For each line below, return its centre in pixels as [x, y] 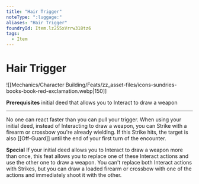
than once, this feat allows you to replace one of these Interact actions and [97, 156]
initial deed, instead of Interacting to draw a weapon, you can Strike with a [97, 125]
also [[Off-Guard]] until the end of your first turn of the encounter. [86, 138]
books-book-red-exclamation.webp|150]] [57, 91]
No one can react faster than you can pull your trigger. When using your [94, 120]
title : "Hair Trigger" [34, 12]
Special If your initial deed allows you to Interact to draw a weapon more [95, 150]
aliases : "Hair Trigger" [37, 22]
